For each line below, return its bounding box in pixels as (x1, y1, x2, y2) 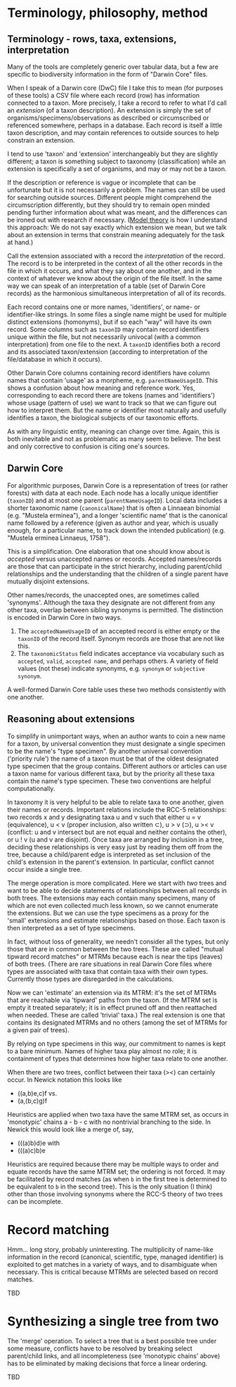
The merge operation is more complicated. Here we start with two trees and (7, 878, 227, 887)
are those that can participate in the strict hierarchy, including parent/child (7, 562, 223, 571)
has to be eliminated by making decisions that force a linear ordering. (7, 1359, 208, 1367)
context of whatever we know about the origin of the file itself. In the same (7, 274, 223, 282)
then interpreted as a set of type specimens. (7, 923, 136, 932)
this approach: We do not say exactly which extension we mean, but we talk (7, 223, 227, 232)
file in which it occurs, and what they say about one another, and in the (7, 267, 212, 275)
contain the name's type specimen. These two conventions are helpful (7, 776, 211, 785)
